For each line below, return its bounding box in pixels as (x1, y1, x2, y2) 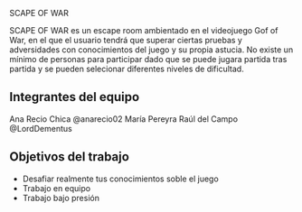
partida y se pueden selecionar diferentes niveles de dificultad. (9, 63, 244, 74)
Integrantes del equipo (9, 89, 140, 105)
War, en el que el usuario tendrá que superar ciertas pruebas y (9, 35, 242, 45)
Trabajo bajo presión (22, 192, 99, 203)
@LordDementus (9, 123, 72, 134)
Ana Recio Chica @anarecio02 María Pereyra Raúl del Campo (9, 113, 238, 124)
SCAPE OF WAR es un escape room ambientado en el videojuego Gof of (9, 25, 278, 35)
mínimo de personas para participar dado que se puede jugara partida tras (9, 54, 288, 64)
